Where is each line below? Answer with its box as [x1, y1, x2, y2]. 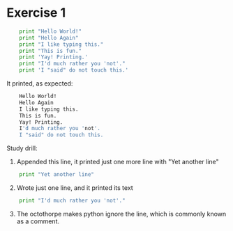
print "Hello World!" [19, 28, 82, 35]
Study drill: [6, 144, 38, 152]
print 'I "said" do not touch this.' [19, 67, 129, 74]
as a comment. [16, 217, 60, 225]
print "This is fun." [19, 47, 82, 54]
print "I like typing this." [19, 40, 104, 48]
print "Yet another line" [19, 171, 95, 178]
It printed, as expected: [6, 79, 73, 88]
